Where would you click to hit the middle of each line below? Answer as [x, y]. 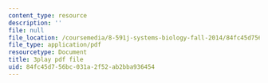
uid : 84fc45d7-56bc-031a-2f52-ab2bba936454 [82, 67]
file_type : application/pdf [55, 45]
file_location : [33, 38]
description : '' [35, 23]
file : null [26, 30]
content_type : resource [48, 15]
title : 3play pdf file [46, 60]
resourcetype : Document [48, 52]
